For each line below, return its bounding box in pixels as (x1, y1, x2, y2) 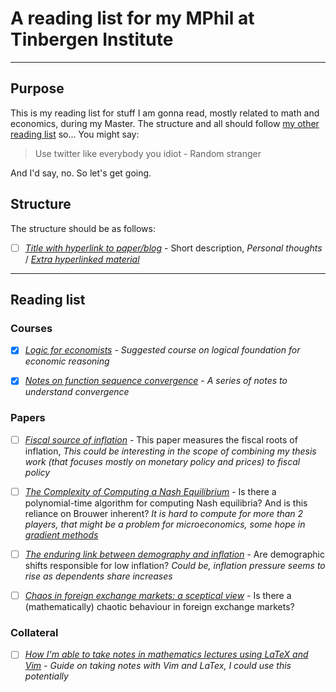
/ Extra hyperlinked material (24, 253, 140, 265)
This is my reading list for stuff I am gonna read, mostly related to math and (10, 107, 320, 119)
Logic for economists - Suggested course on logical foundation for (24, 344, 301, 356)
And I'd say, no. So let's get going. (10, 167, 152, 179)
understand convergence (24, 386, 130, 398)
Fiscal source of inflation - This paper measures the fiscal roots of (24, 433, 298, 446)
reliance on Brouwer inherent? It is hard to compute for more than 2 (24, 507, 304, 519)
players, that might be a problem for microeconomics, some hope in (24, 518, 306, 530)
